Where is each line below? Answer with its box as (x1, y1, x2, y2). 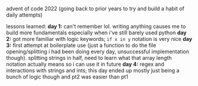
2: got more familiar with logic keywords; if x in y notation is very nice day (6, 36, 193, 42)
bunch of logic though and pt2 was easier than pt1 (6, 74, 128, 80)
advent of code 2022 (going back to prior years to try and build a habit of (6, 5, 184, 12)
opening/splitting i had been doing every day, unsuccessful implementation (6, 48, 189, 55)
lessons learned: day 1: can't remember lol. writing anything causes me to (6, 23, 186, 30)
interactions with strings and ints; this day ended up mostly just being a (6, 67, 180, 74)
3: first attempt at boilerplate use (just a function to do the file (6, 42, 157, 49)
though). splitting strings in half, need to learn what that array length (6, 55, 172, 61)
